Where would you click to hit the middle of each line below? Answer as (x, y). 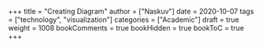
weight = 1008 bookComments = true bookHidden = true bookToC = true (126, 28)
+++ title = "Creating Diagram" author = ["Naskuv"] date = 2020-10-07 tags (131, 11)
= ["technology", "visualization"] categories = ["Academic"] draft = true (124, 20)
